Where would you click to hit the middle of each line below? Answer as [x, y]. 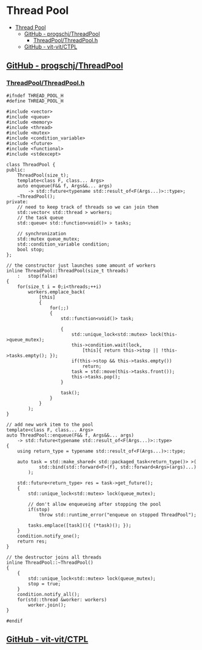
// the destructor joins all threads [54, 557]
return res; [32, 541]
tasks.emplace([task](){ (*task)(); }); [80, 525]
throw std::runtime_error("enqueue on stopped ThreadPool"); [118, 515]
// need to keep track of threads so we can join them [88, 207]
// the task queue [40, 218]
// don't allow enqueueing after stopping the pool [95, 504]
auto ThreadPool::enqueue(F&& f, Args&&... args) [70, 435]
